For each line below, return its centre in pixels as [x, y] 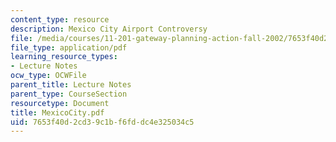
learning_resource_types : [64, 57]
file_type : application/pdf [69, 47]
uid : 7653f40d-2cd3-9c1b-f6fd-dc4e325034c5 [102, 122]
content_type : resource [60, 19]
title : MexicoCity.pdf [57, 112]
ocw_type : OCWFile [48, 76]
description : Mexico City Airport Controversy [109, 29]
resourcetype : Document [60, 103]
